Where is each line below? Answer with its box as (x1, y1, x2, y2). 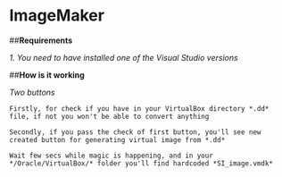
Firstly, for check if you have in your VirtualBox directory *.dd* (9, 104, 270, 113)
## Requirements (9, 35, 73, 46)
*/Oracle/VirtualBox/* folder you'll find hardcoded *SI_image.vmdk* (9, 158, 274, 168)
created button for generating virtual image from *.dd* (9, 135, 226, 144)
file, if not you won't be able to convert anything (9, 112, 210, 121)
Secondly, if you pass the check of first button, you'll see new (9, 127, 261, 137)
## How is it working (9, 69, 85, 80)
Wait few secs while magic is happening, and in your (9, 151, 214, 160)
